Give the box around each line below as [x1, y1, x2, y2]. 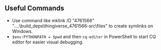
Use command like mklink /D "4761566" [12, 17, 95, 23]
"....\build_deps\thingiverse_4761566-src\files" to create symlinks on [12, 23, 153, 29]
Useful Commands [5, 4, 64, 13]
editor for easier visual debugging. [12, 39, 84, 45]
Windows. [12, 28, 33, 34]
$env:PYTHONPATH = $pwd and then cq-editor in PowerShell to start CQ [12, 33, 156, 39]
